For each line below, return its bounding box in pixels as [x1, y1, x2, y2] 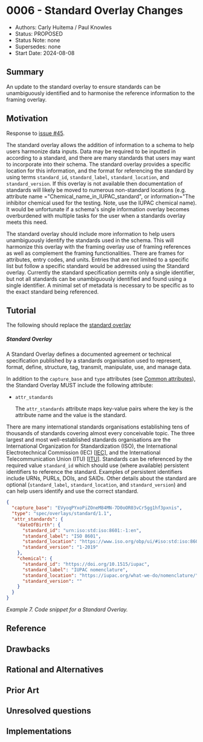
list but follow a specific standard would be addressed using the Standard [6, 262, 190, 269]
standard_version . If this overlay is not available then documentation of [6, 180, 183, 187]
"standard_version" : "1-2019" [22, 544, 98, 551]
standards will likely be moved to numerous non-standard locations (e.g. [6, 186, 186, 194]
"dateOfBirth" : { [17, 522, 61, 528]
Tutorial [6, 305, 36, 315]
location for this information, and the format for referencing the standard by [6, 167, 194, 174]
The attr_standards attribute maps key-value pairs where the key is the [14, 405, 193, 412]
